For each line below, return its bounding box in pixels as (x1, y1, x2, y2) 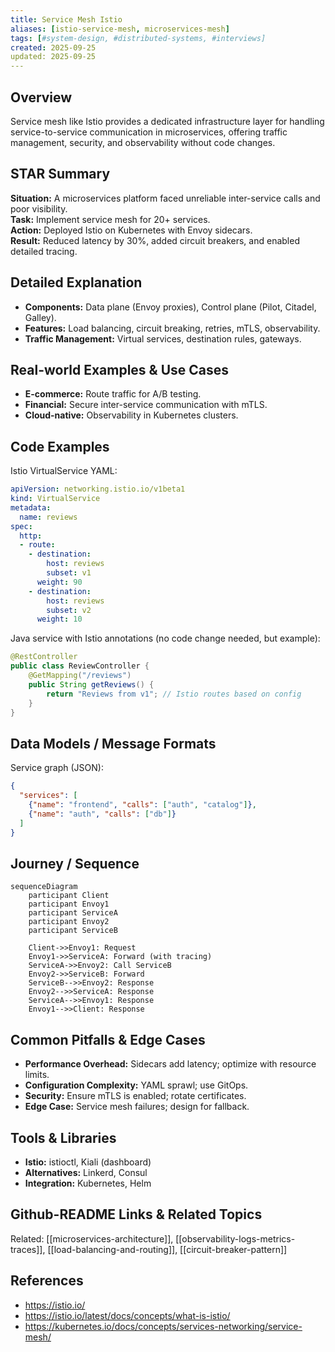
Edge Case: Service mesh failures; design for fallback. (24, 1101, 250, 1113)
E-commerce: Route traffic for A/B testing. (24, 388, 202, 400)
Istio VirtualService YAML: (10, 465, 118, 477)
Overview (10, 89, 73, 106)
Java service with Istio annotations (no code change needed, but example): (10, 632, 321, 645)
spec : (10, 521, 33, 531)
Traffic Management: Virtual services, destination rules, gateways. (24, 332, 302, 345)
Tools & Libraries (10, 1129, 117, 1146)
